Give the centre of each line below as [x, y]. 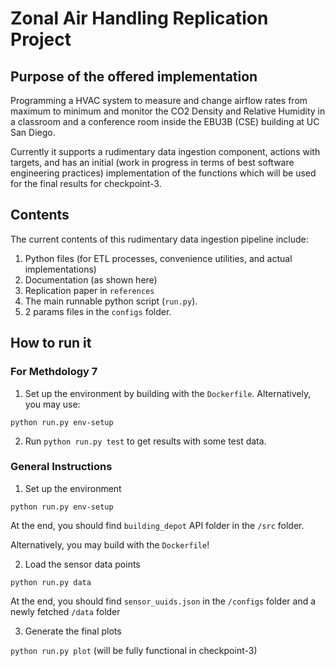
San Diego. [33, 132]
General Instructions [61, 467]
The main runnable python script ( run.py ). [111, 301]
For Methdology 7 [54, 372]
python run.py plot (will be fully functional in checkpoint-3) [134, 650]
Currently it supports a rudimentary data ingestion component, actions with [165, 151]
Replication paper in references [89, 290]
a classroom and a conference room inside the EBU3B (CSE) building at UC [165, 121]
